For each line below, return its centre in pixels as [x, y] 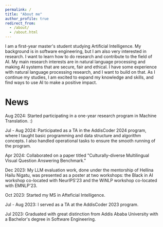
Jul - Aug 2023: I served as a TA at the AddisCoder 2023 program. [72, 204]
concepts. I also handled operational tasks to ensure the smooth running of [80, 141]
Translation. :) [19, 121]
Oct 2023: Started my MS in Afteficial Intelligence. [55, 195]
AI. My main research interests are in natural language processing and [75, 62]
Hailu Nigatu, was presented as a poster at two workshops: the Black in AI [79, 175]
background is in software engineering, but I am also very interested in [76, 51]
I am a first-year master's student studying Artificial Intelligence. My [73, 46]
